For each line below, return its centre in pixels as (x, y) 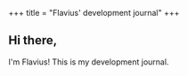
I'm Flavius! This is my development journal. (89, 62)
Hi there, (33, 40)
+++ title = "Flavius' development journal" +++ (94, 13)
